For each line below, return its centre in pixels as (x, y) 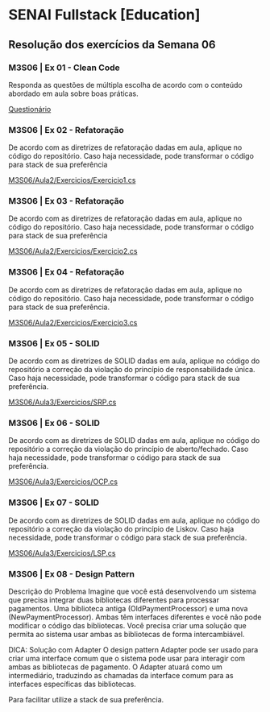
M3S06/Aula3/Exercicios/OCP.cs (63, 482)
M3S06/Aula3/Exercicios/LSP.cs (62, 553)
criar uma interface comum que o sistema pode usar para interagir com (127, 658)
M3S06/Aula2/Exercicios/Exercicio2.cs (73, 251)
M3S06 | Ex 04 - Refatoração (66, 272)
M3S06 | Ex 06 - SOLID (54, 423)
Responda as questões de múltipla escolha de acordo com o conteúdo (126, 85)
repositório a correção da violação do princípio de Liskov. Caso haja (121, 528)
